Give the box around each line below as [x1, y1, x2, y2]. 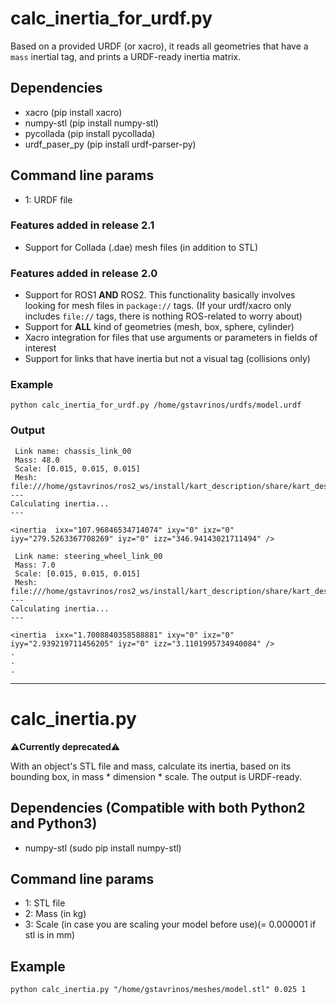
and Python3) [10, 815, 98, 832]
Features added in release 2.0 [10, 266, 158, 280]
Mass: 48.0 [14, 455, 60, 465]
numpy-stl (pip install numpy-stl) [24, 117, 160, 129]
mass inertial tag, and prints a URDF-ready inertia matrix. [10, 50, 242, 62]
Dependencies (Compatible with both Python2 [10, 800, 306, 817]
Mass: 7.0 [14, 560, 56, 570]
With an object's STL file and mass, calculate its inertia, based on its [10, 760, 292, 772]
